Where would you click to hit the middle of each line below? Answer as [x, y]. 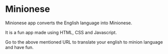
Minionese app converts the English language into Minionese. [69, 23]
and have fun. [20, 47]
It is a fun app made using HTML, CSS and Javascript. [61, 32]
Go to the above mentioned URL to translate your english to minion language [84, 42]
